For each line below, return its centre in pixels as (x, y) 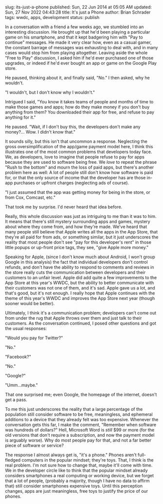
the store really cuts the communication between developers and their (75, 272)
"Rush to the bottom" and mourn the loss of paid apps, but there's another (80, 167)
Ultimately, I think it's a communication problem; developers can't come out (81, 313)
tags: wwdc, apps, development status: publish (52, 17)
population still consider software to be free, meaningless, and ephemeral (79, 414)
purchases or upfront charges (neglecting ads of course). (72, 183)
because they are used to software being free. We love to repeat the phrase (81, 162)
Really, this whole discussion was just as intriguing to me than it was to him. (81, 216)
